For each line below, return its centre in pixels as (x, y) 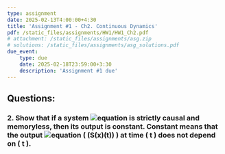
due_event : (23, 52)
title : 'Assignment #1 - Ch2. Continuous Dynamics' (82, 26)
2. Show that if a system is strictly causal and (104, 118)
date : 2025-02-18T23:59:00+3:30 (66, 64)
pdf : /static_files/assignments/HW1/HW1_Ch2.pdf (78, 33)
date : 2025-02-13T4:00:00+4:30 (52, 20)
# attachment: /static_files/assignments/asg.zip (80, 39)
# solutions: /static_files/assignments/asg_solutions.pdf (93, 45)
